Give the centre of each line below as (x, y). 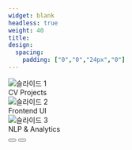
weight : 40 (26, 30)
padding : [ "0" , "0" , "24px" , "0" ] (74, 60)
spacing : (30, 52)
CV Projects (28, 92)
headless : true (33, 23)
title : (19, 38)
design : (21, 45)
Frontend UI (28, 110)
